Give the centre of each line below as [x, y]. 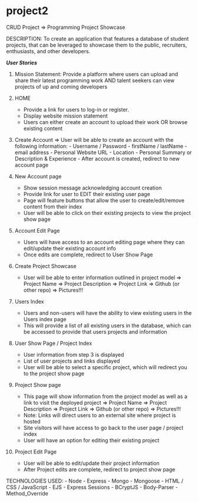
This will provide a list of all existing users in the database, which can [107, 325]
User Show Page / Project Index [53, 343]
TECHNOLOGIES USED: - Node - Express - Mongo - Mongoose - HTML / [95, 481]
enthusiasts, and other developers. [48, 51]
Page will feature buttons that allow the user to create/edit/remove [104, 200]
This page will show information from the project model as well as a [105, 396]
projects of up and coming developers [61, 86]
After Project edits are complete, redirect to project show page [99, 469]
